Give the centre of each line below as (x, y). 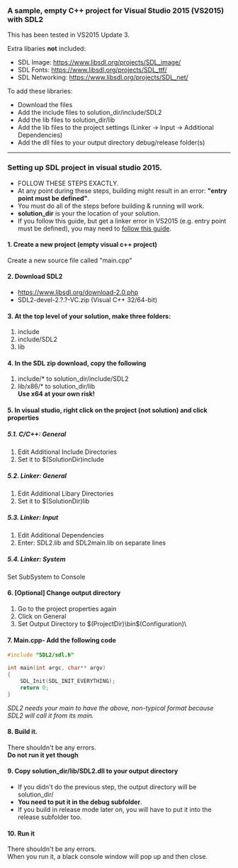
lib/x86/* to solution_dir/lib (56, 386)
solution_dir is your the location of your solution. (89, 213)
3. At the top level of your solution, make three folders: (89, 316)
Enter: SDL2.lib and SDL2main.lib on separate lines (92, 542)
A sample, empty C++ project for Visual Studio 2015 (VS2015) (116, 11)
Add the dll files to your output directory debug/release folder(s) (111, 143)
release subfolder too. (50, 817)
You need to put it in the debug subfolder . (80, 802)
